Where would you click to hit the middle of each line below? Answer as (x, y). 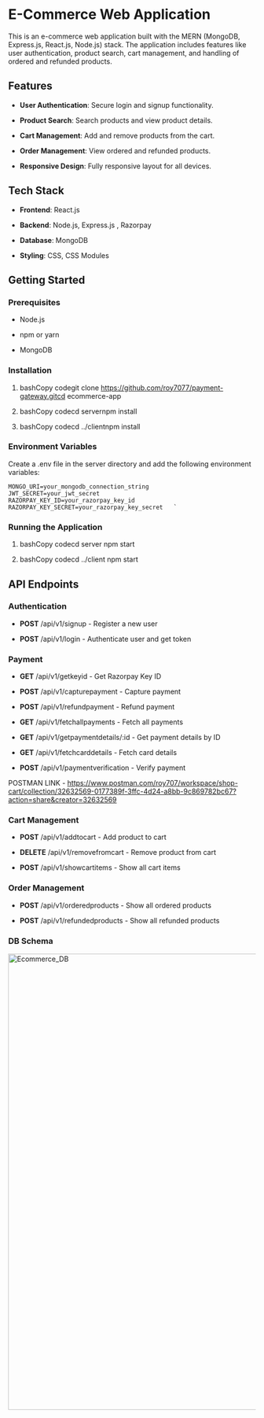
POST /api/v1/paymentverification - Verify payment (103, 768)
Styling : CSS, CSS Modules (64, 255)
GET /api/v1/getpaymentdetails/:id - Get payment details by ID (120, 738)
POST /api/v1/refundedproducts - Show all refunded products (119, 920)
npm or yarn (39, 335)
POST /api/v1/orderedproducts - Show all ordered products (115, 905)
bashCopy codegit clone (59, 388)
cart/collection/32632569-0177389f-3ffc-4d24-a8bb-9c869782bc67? (123, 791)
